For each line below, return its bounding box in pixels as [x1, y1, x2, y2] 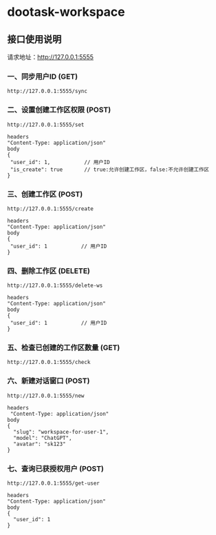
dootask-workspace [7, 4, 125, 20]
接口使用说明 [7, 33, 62, 45]
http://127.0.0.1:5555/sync [7, 88, 88, 95]
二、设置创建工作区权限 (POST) [7, 105, 111, 114]
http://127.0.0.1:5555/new [7, 392, 85, 399]
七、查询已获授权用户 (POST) [7, 463, 105, 473]
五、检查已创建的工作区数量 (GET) [7, 343, 120, 352]
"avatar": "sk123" [13, 441, 67, 447]
